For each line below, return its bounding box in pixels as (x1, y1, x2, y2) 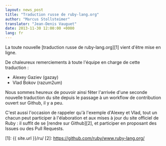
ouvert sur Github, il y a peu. (5, 100, 64, 105)
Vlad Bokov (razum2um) (12, 79, 62, 85)
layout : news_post (5, 7, 43, 12)
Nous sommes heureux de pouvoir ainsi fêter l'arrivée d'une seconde (5, 89, 148, 95)
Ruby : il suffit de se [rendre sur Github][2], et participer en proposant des (5, 120, 157, 126)
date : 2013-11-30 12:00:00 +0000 (5, 26, 75, 31)
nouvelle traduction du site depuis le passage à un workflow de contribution (5, 94, 161, 100)
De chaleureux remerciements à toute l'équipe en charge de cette (5, 59, 141, 65)
